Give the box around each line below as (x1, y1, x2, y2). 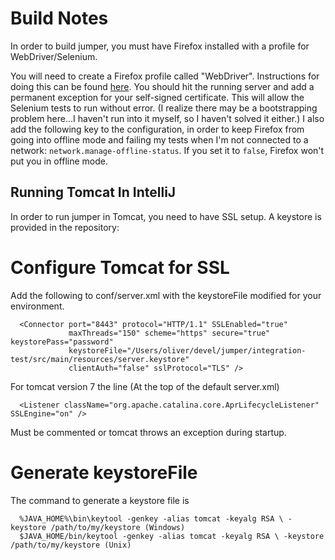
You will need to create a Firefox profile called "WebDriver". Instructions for (10, 70, 320, 82)
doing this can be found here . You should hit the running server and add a (10, 80, 315, 92)
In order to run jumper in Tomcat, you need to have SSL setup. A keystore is (10, 210, 322, 222)
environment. (10, 300, 65, 312)
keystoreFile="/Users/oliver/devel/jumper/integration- (68, 345, 307, 356)
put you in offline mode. (10, 155, 108, 167)
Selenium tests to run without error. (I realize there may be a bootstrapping (10, 102, 318, 114)
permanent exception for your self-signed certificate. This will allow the (10, 91, 305, 103)
